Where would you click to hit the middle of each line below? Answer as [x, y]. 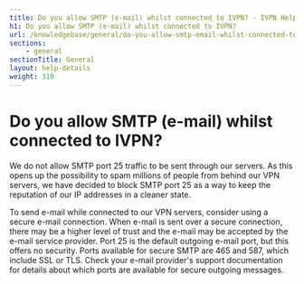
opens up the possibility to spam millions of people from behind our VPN [145, 175]
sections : [28, 43]
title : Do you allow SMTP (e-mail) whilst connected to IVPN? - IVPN [143, 18]
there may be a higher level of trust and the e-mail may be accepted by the [149, 231]
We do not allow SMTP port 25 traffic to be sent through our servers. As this [151, 166]
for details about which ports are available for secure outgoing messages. [147, 270]
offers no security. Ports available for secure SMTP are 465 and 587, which [149, 251]
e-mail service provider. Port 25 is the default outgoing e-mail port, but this [149, 241]
